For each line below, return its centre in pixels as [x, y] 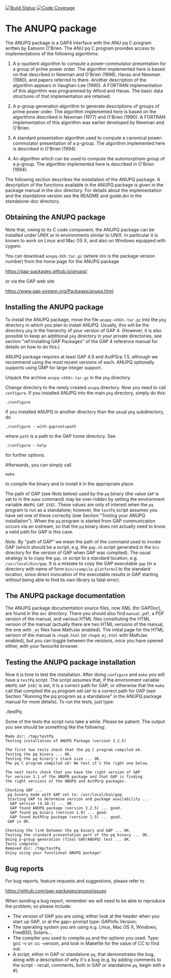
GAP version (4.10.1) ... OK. [42, 804]
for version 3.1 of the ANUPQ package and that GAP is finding [74, 777]
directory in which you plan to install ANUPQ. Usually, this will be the [77, 325]
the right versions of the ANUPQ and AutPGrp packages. [66, 781]
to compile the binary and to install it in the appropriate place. [70, 483]
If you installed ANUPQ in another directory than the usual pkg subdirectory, [85, 412]
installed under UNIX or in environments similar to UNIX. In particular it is [82, 235]
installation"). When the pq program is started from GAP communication [80, 521]
